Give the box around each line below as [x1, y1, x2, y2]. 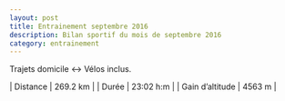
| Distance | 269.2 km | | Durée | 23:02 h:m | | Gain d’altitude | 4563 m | [9, 81, 277, 92]
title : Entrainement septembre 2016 [9, 22, 148, 31]
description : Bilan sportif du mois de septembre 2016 [9, 30, 222, 39]
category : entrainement [9, 38, 100, 48]
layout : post [9, 13, 59, 23]
